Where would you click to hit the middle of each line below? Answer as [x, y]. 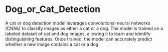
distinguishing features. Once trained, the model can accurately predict [79, 39]
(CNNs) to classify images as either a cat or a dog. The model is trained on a [84, 28]
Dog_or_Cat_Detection [53, 9]
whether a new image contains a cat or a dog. [53, 44]
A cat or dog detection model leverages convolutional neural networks [78, 23]
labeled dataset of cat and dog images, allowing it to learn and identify [78, 33]
